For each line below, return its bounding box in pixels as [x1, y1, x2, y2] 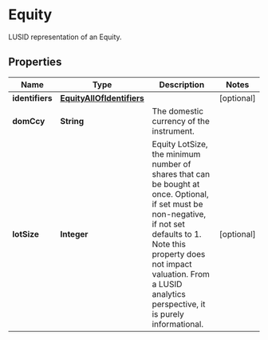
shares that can [152, 168, 210, 179]
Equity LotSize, [152, 138, 209, 150]
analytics [152, 288, 186, 299]
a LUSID [152, 278, 183, 290]
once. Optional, [152, 188, 209, 199]
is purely [152, 308, 185, 319]
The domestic [152, 106, 204, 117]
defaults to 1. [152, 228, 202, 239]
